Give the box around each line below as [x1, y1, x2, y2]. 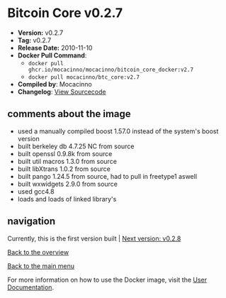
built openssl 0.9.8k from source [17, 149, 113, 158]
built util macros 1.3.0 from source [17, 157, 117, 165]
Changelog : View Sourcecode [17, 87, 106, 96]
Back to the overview [7, 248, 69, 256]
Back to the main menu [7, 261, 75, 270]
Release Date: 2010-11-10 [17, 43, 93, 52]
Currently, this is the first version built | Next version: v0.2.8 [7, 234, 181, 243]
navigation [7, 215, 55, 228]
